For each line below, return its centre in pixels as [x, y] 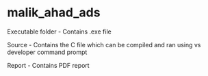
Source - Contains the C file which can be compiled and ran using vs [104, 45]
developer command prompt [47, 52]
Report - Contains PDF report [49, 65]
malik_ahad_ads [54, 13]
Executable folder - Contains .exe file [59, 31]
